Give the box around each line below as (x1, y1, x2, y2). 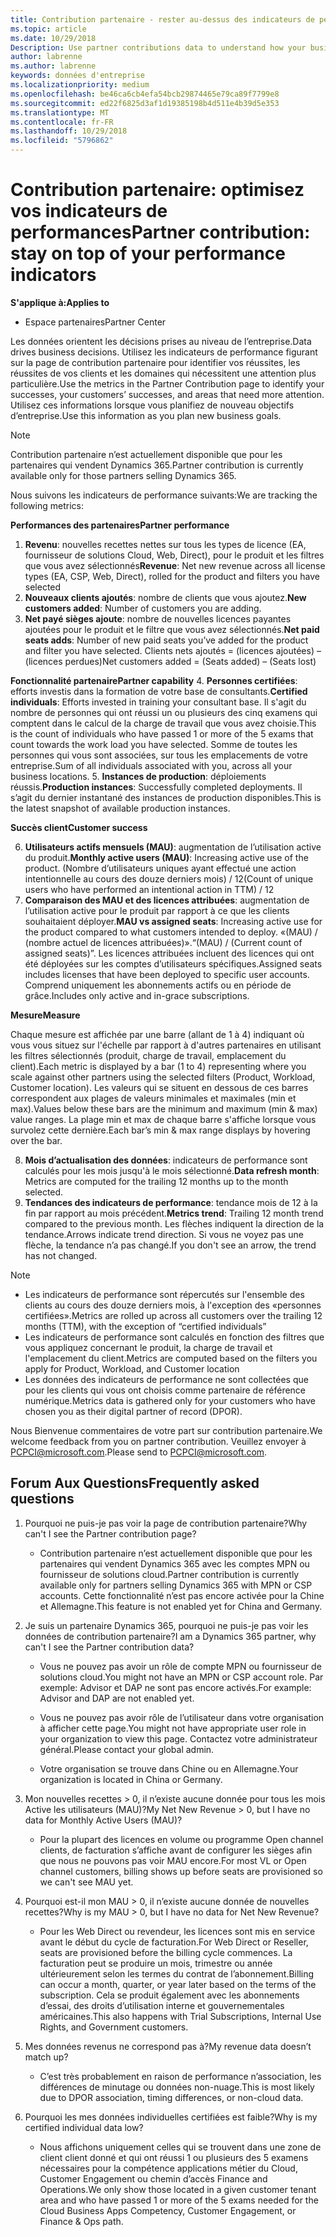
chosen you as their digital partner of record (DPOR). (24, 1405, 243, 1417)
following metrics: (10, 499, 84, 511)
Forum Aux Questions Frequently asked (10, 1475, 260, 1492)
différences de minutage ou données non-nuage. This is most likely (39, 2081, 315, 2093)
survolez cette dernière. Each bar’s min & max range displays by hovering (10, 1124, 311, 1136)
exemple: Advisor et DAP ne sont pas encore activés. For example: (39, 1681, 312, 1693)
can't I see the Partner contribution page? (24, 1527, 197, 1540)
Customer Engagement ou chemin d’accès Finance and (39, 2172, 268, 2185)
